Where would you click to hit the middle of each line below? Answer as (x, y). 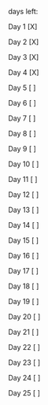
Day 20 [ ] (24, 317)
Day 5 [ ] (22, 87)
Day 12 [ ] (24, 195)
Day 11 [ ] (23, 179)
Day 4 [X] (24, 72)
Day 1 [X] (23, 26)
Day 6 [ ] (22, 103)
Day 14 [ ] (24, 225)
